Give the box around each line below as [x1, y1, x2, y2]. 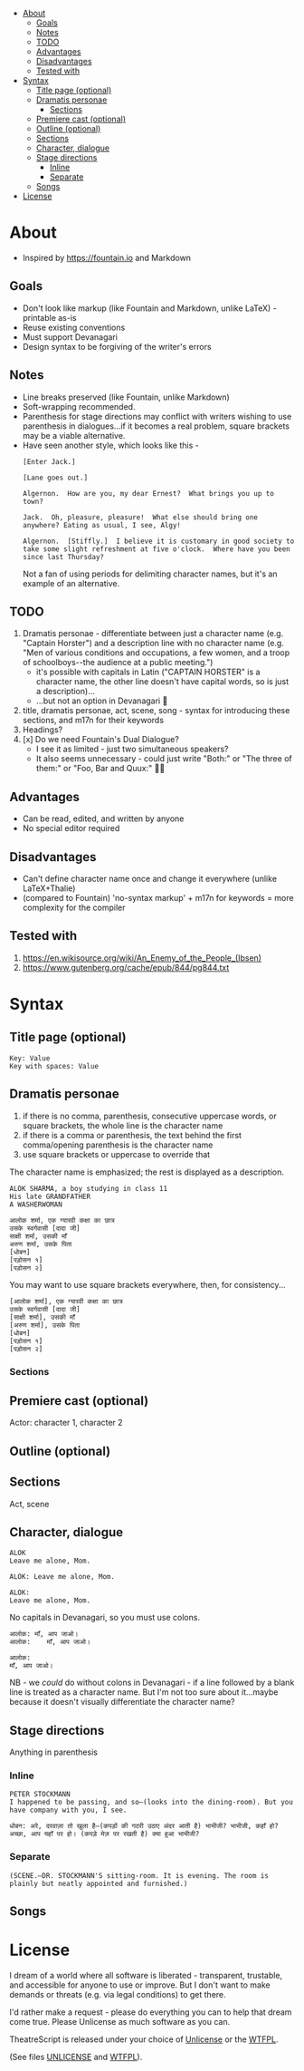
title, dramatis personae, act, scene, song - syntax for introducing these [22, 705, 290, 716]
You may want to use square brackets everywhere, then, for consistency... [9, 1279, 287, 1290]
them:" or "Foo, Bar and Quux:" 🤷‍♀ [35, 763, 166, 774]
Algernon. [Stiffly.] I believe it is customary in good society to [22, 537, 295, 546]
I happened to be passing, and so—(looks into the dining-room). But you [9, 1798, 294, 1807]
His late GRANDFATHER [9, 1192, 91, 1201]
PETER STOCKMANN [9, 1790, 71, 1799]
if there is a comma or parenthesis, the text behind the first [22, 1129, 242, 1140]
